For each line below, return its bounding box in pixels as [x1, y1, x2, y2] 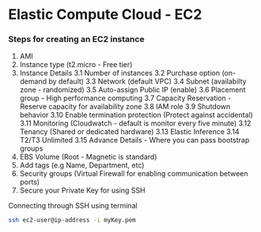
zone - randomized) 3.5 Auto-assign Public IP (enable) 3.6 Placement [19, 85, 246, 95]
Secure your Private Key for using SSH [19, 185, 146, 195]
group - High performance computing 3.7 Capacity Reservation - [19, 93, 232, 103]
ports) [19, 178, 40, 187]
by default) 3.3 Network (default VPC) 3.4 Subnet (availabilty [48, 77, 247, 86]
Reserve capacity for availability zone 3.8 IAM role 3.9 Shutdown [19, 102, 231, 111]
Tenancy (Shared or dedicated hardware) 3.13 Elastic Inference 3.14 [19, 127, 240, 137]
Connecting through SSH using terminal [8, 201, 138, 211]
